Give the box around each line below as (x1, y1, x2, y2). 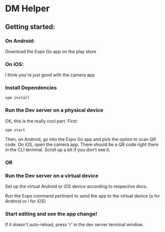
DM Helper (5, 3, 50, 14)
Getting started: (5, 23, 55, 31)
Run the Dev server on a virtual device (5, 172, 99, 179)
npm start (5, 128, 26, 133)
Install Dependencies (5, 84, 57, 91)
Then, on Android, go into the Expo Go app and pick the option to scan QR (5, 136, 156, 142)
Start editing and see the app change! (5, 210, 97, 217)
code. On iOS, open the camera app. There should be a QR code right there (5, 141, 159, 147)
